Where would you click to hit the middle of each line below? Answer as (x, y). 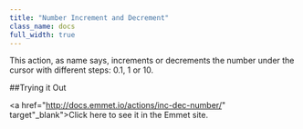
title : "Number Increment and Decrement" (89, 18)
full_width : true (42, 35)
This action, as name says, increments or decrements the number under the (152, 61)
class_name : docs (42, 26)
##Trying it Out (38, 88)
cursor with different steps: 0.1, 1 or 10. (82, 70)
